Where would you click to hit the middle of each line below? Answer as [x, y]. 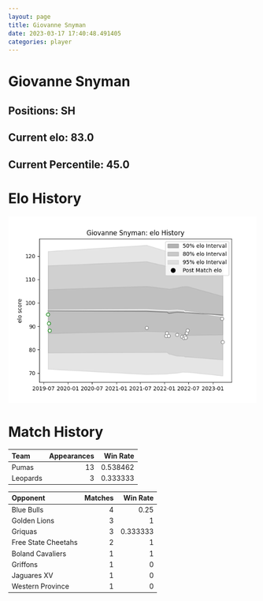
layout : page [30, 17]
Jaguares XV [32, 576]
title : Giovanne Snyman [47, 25]
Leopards [27, 479]
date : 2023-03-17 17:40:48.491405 [65, 33]
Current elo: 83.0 [51, 138]
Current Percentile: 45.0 [69, 165]
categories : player [40, 42]
